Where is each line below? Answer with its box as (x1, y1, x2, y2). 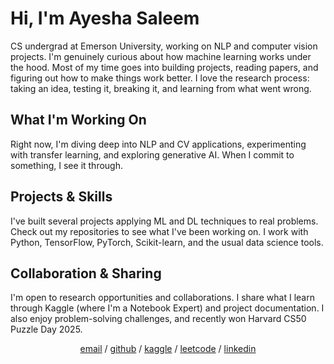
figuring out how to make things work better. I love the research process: (10, 72, 310, 84)
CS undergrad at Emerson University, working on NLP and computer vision (10, 40, 318, 52)
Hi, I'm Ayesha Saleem (10, 7, 200, 30)
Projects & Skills (10, 188, 113, 206)
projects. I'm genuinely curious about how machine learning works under (10, 50, 312, 62)
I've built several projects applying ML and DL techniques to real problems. (10, 215, 319, 227)
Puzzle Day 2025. (10, 323, 83, 336)
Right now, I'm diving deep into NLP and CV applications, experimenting (10, 138, 307, 150)
